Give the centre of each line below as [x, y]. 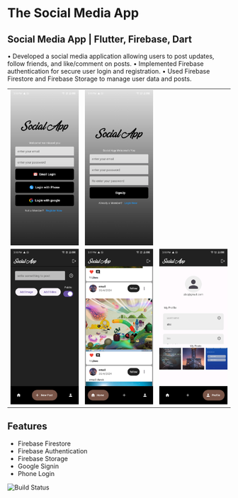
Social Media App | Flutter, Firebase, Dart [100, 39]
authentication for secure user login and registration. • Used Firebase [109, 71]
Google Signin [38, 466]
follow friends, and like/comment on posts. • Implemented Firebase [106, 64]
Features [27, 426]
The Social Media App [73, 13]
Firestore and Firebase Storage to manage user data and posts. [100, 79]
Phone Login [36, 473]
